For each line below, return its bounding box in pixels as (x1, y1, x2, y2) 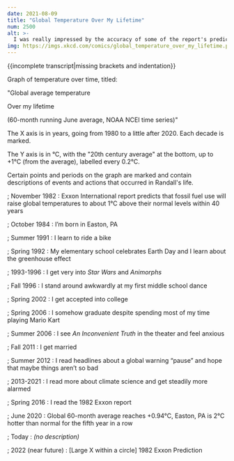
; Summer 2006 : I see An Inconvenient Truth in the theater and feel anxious (7, 329, 225, 338)
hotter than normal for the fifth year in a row (7, 419, 134, 427)
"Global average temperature (7, 88, 91, 97)
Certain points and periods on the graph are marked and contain (7, 171, 192, 179)
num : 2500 (7, 23, 36, 30)
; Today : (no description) (7, 432, 80, 441)
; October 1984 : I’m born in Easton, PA (7, 220, 118, 228)
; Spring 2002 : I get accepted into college (7, 295, 129, 303)
